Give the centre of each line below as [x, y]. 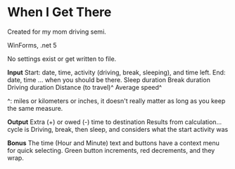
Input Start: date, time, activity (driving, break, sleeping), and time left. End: [116, 72]
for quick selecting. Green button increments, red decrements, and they [111, 150]
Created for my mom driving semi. [57, 32]
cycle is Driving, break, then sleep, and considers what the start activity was [118, 129]
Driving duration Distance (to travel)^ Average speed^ [85, 87]
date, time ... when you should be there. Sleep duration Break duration [109, 80]
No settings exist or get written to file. [62, 59]
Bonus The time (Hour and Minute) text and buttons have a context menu [113, 143]
